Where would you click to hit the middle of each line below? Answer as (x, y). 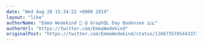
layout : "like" (25, 17)
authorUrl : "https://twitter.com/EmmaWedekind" (67, 28)
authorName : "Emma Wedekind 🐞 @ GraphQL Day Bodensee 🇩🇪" (82, 23)
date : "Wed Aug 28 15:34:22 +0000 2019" (58, 12)
